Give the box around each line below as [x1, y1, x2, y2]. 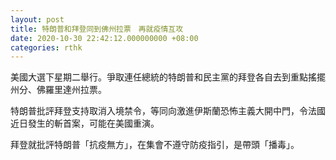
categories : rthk [10, 42, 83, 53]
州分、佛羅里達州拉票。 [10, 84, 107, 96]
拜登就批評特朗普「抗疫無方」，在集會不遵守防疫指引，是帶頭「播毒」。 [10, 139, 300, 151]
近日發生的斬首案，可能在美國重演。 [10, 117, 160, 130]
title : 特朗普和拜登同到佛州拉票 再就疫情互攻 [10, 24, 184, 34]
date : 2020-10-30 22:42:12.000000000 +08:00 [10, 33, 199, 43]
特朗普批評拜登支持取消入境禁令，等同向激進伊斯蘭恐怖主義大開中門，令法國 [10, 105, 326, 117]
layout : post [10, 14, 65, 25]
